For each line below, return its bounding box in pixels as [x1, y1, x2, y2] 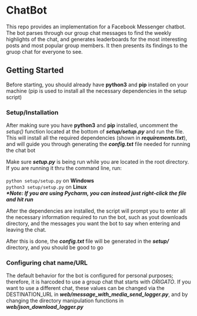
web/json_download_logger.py [6, 304, 84, 311]
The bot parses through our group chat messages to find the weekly [6, 29, 172, 36]
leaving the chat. [6, 226, 47, 233]
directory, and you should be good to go [6, 244, 104, 251]
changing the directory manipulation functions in [6, 297, 124, 304]
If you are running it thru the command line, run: [6, 165, 122, 172]
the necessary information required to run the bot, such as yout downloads [6, 214, 188, 221]
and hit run [6, 196, 34, 203]
